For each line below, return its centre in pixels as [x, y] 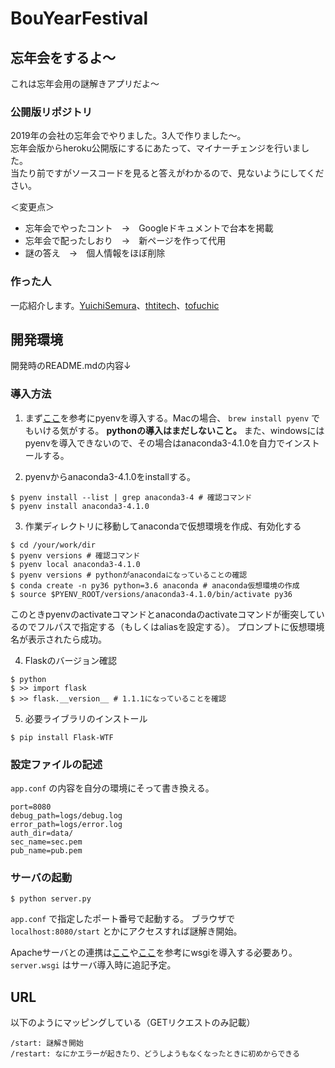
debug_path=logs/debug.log [66, 816]
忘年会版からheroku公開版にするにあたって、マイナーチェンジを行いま [156, 148]
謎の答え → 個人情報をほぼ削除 [95, 253]
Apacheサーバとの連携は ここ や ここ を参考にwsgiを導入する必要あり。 [154, 953]
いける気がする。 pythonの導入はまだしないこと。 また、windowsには [179, 430]
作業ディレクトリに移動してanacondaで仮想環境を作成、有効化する [163, 526]
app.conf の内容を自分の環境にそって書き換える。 [112, 788]
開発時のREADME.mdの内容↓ [71, 366]
